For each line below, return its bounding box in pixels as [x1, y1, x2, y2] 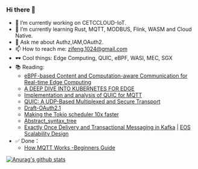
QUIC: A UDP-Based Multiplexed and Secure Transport [24, 98, 161, 105]
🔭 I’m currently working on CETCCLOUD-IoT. [14, 19, 127, 27]
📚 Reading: [14, 64, 45, 71]
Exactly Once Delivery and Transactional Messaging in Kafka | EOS [24, 124, 191, 131]
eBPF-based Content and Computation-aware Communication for [24, 72, 188, 79]
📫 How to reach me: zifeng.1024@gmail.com [14, 45, 128, 53]
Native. [14, 32, 33, 39]
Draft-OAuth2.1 [24, 104, 62, 111]
